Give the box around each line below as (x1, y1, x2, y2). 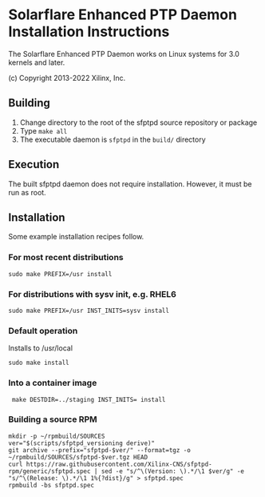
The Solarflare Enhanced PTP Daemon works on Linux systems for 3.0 (8, 49, 239, 58)
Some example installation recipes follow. (8, 232, 144, 242)
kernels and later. (8, 58, 65, 67)
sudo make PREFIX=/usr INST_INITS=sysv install (8, 307, 170, 315)
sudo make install (8, 359, 69, 367)
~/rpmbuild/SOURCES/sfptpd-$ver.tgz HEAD (8, 453, 148, 461)
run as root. (8, 187, 46, 197)
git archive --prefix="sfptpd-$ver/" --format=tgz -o (8, 446, 192, 454)
